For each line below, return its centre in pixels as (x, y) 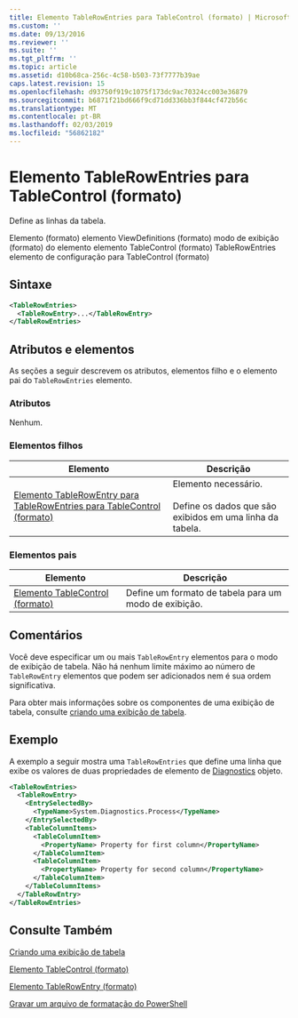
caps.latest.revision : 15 (57, 84)
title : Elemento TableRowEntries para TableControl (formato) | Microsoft (150, 17)
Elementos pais (43, 555)
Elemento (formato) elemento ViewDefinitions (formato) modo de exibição (144, 237)
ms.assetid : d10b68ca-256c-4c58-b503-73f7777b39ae (105, 76)
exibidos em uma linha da (226, 517)
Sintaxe (31, 285)
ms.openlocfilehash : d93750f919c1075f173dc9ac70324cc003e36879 (129, 92)
